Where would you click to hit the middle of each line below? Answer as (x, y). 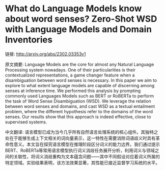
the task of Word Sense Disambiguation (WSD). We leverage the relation (78, 101)
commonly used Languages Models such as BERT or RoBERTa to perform (80, 96)
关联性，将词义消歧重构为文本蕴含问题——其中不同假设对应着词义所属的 (87, 156)
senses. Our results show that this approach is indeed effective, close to (78, 117)
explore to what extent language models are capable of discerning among (80, 85)
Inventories (29, 40)
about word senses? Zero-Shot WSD (81, 19)
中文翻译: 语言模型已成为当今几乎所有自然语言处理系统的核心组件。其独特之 (82, 132)
